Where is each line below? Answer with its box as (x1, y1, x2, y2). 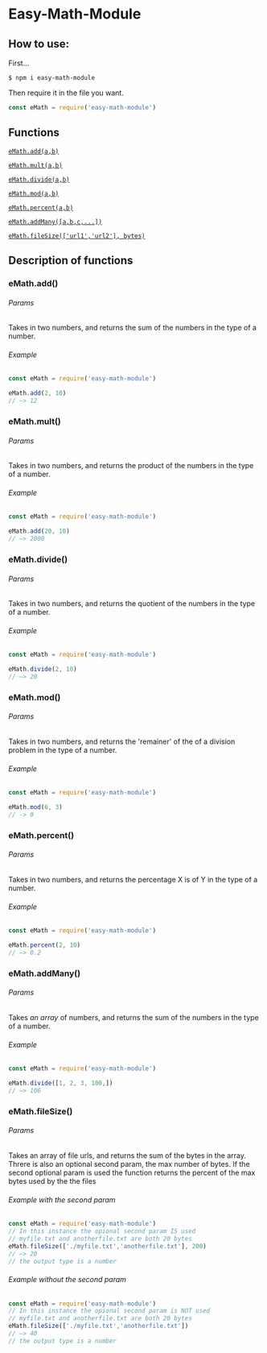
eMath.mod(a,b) (8, 189, 60, 197)
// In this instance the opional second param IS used (8, 1227, 196, 1235)
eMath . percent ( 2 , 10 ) (8, 941, 81, 949)
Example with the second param (8, 1194, 116, 1205)
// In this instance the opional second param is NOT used (8, 1307, 211, 1315)
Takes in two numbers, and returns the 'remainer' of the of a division (8, 737, 236, 746)
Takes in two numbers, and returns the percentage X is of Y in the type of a (8, 875, 258, 885)
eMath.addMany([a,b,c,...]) (8, 218, 103, 226)
